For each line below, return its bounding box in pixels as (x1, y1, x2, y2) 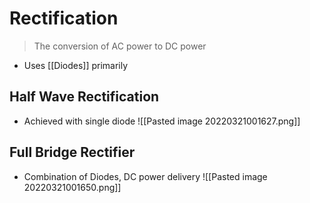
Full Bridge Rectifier (9, 144, 136, 161)
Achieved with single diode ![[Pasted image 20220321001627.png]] (23, 115, 301, 127)
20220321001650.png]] (23, 181, 122, 193)
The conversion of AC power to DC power (33, 40, 207, 52)
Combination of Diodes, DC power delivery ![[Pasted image (23, 170, 268, 182)
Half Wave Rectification (9, 88, 160, 106)
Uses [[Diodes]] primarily (23, 59, 129, 71)
